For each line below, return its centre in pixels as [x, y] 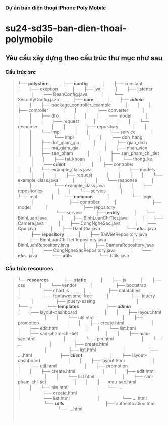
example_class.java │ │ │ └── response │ [86, 180]
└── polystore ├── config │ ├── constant [80, 83]
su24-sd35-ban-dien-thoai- [66, 29]
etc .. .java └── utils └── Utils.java [73, 255]
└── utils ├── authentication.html [100, 404]
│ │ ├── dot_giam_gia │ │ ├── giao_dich [82, 142]
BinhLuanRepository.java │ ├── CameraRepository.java [86, 245]
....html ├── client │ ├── [74, 355]
